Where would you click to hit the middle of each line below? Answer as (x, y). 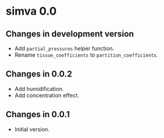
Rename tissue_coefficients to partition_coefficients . (86, 55)
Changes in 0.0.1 (38, 114)
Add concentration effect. (47, 95)
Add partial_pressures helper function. (64, 48)
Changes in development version (70, 34)
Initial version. (32, 129)
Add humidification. (39, 89)
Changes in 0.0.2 (39, 74)
